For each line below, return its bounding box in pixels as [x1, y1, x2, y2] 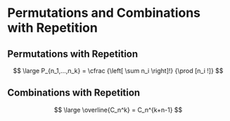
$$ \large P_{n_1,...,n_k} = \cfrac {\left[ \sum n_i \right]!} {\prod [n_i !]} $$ [13, 67, 224, 75]
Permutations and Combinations [7, 5, 201, 21]
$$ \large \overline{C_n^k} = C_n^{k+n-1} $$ [53, 106, 183, 114]
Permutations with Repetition [7, 48, 139, 60]
